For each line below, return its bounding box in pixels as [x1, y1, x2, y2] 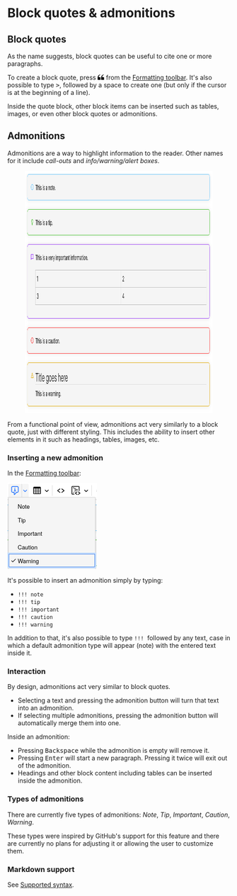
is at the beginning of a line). [7, 89, 91, 96]
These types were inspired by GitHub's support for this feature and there [7, 831, 220, 840]
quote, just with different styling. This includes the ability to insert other [7, 427, 215, 436]
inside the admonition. [17, 776, 83, 785]
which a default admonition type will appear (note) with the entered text [7, 642, 216, 650]
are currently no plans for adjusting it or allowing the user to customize [7, 839, 214, 848]
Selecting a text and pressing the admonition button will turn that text [17, 696, 219, 705]
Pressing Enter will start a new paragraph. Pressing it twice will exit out [17, 754, 228, 763]
